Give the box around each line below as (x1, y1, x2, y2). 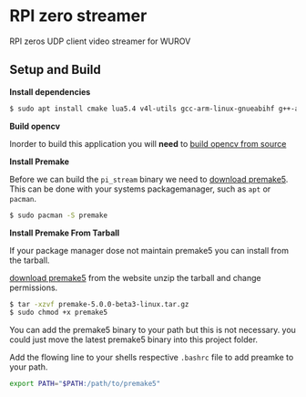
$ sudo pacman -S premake (9, 211, 107, 220)
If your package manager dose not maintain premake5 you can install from (9, 245, 290, 256)
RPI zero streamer (9, 5, 148, 26)
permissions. (9, 282, 58, 293)
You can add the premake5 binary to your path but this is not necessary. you (9, 325, 296, 336)
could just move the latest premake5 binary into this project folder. (9, 334, 258, 345)
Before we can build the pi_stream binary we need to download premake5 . (9, 173, 289, 184)
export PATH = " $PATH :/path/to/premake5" (9, 380, 161, 389)
